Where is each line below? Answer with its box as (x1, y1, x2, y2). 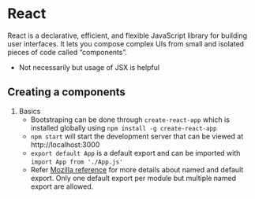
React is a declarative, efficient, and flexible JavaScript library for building (7, 31, 248, 40)
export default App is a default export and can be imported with (30, 148, 241, 157)
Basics (18, 106, 41, 116)
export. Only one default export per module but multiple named (30, 173, 237, 182)
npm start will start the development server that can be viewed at (30, 131, 244, 141)
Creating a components (7, 86, 126, 99)
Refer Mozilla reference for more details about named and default (30, 164, 244, 174)
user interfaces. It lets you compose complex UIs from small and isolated (7, 39, 245, 48)
